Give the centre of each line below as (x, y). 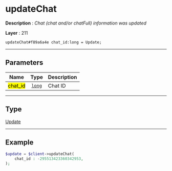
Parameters (24, 63)
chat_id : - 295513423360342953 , (49, 159)
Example (19, 142)
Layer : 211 (17, 33)
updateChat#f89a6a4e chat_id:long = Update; (53, 42)
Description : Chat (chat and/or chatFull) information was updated (76, 23)
